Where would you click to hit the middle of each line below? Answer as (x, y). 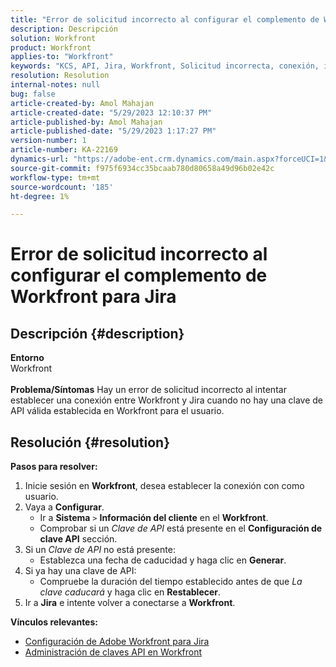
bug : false (33, 94)
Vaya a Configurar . (64, 507)
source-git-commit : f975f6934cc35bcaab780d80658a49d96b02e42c (142, 168)
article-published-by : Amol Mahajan (86, 122)
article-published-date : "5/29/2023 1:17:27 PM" (113, 131)
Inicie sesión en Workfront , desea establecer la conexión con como (164, 486)
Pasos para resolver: (54, 467)
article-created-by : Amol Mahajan (82, 103)
